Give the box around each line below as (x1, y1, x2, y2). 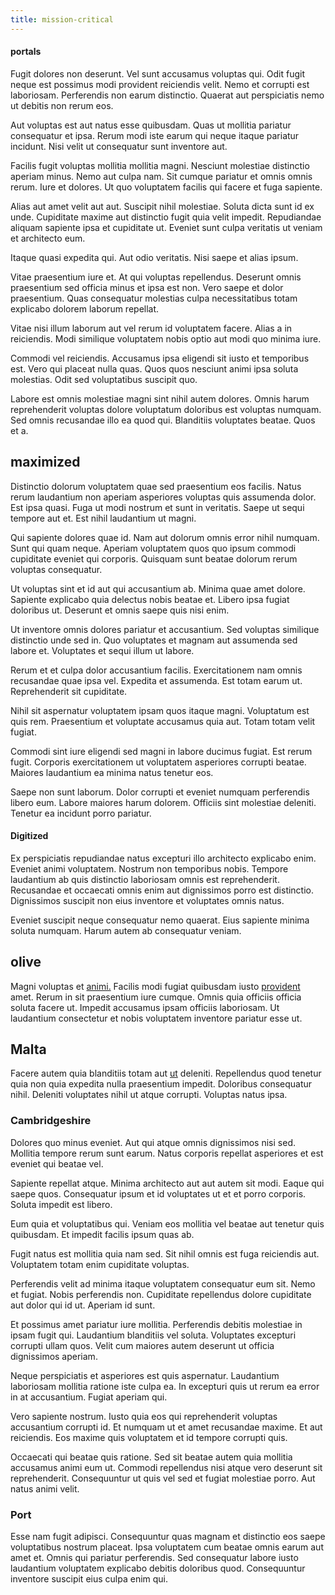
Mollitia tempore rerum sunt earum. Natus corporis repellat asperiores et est (10, 1147, 324, 1159)
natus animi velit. (10, 1482, 80, 1495)
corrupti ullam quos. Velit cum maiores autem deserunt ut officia (10, 1339, 275, 1351)
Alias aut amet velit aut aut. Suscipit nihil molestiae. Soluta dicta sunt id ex (10, 200, 315, 212)
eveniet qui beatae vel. (10, 1157, 104, 1170)
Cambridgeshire (10, 1114, 92, 1128)
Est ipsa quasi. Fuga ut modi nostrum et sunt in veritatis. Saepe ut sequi (10, 501, 305, 513)
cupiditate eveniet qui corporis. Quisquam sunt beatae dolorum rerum (10, 552, 298, 565)
